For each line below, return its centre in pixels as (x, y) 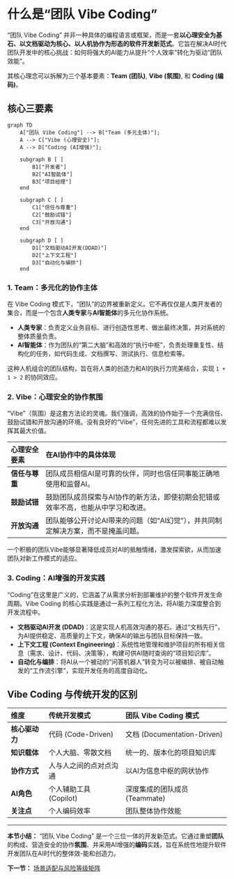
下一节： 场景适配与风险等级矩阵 (54, 869)
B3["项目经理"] (52, 182)
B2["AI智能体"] (53, 174)
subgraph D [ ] (42, 240)
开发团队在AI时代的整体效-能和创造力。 (63, 853)
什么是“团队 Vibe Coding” (83, 14)
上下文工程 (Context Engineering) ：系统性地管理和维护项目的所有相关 (118, 644)
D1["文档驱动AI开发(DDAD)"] (70, 248)
